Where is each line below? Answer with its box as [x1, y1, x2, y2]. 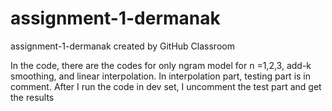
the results [10, 91, 55, 103]
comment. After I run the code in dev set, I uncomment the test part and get [10, 80, 322, 92]
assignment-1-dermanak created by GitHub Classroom [10, 40, 235, 52]
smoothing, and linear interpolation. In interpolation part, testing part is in [10, 70, 312, 82]
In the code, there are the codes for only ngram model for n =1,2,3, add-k [10, 59, 312, 71]
